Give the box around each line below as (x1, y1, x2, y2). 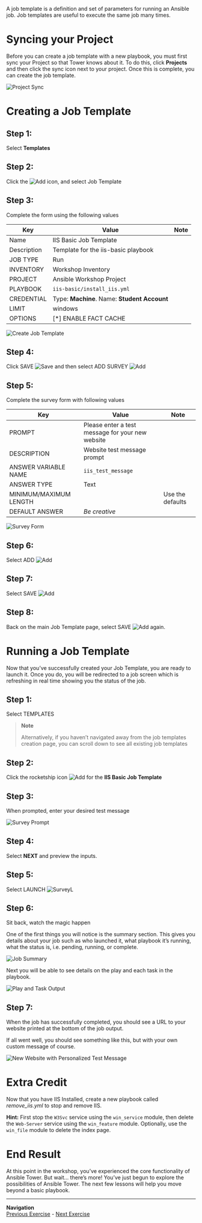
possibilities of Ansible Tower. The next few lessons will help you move (6, 1180, 182, 1187)
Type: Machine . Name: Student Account (52, 295, 168, 303)
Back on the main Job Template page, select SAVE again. (6, 623, 165, 630)
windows (52, 304, 78, 313)
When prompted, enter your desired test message (6, 807, 130, 814)
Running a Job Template (6, 644, 130, 658)
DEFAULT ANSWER (9, 507, 63, 516)
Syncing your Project (6, 33, 114, 46)
